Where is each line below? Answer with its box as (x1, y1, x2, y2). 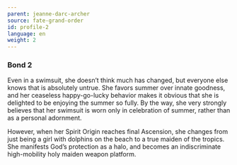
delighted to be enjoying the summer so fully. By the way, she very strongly (7, 98, 227, 107)
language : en (7, 30, 46, 38)
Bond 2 (7, 60, 33, 70)
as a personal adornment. (7, 114, 83, 123)
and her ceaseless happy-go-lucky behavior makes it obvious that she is (7, 91, 219, 100)
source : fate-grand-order (7, 17, 83, 24)
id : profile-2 (7, 23, 50, 30)
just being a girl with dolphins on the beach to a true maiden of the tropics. (7, 135, 225, 144)
